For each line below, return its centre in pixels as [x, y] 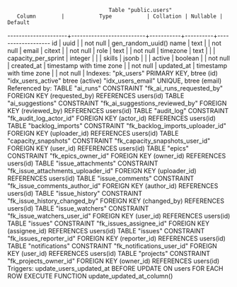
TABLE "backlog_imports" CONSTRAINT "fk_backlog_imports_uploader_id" [117, 126]
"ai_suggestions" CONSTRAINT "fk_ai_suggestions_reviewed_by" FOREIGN [117, 103]
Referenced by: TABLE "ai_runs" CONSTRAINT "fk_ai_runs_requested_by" [115, 88]
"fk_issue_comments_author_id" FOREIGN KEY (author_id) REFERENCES [113, 186]
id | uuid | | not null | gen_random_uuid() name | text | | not [137, 43]
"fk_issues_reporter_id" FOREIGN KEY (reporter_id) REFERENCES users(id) [117, 238]
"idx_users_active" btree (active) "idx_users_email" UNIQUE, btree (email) [114, 81]
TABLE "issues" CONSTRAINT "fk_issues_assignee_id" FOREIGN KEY [109, 223]
